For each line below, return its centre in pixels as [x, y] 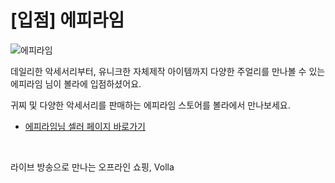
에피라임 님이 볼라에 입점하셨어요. [76, 83]
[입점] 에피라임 [67, 20]
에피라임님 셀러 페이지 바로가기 [85, 126]
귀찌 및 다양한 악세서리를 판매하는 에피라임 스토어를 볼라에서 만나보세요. [150, 105]
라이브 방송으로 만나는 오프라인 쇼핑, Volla [92, 167]
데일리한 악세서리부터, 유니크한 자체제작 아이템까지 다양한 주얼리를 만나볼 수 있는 [168, 71]
